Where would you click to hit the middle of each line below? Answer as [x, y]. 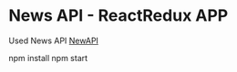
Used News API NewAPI [54, 40]
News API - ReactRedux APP [118, 16]
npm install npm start [48, 58]
